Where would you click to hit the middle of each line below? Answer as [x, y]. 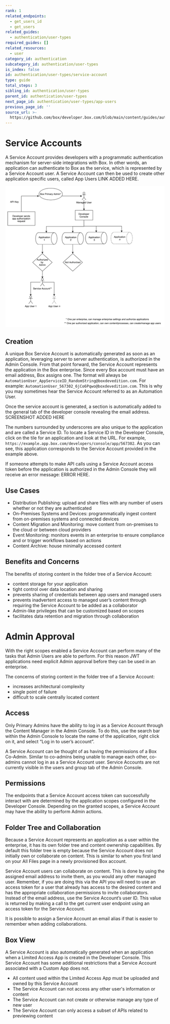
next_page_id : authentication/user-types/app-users [61, 101]
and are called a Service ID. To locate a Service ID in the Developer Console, [85, 433]
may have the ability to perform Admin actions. [54, 812]
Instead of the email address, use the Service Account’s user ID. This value [83, 898]
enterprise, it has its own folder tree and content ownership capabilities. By [83, 845]
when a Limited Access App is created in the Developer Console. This [78, 958]
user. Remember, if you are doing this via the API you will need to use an [80, 882]
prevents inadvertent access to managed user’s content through [79, 600]
